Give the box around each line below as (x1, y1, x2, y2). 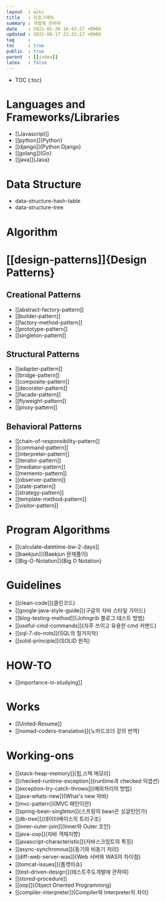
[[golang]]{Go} (14, 150, 52, 157)
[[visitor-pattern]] (14, 502, 59, 509)
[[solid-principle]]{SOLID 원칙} (14, 637, 91, 644)
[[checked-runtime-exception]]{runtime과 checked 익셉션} (14, 777, 160, 784)
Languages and (6, 98, 86, 111)
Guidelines (6, 578, 62, 592)
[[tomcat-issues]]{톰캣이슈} (14, 860, 83, 867)
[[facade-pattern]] (14, 391, 61, 398)
